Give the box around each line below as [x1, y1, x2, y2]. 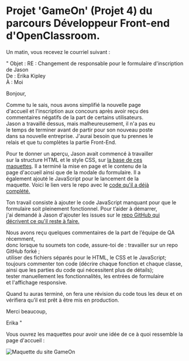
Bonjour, [6, 90, 26, 97]
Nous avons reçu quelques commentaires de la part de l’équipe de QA [6, 229, 175, 236]
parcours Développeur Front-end [6, 16, 170, 30]
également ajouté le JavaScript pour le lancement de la [6, 175, 139, 182]
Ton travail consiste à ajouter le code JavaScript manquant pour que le [6, 198, 177, 206]
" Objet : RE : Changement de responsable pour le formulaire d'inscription [6, 60, 184, 67]
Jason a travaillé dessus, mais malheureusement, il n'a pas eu [6, 120, 155, 127]
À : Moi [6, 78, 23, 86]
